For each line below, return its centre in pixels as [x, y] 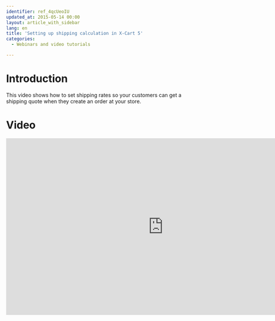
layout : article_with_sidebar [43, 22]
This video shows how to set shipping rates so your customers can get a [94, 95]
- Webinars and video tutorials [51, 45]
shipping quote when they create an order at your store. [74, 101]
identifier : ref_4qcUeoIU [38, 11]
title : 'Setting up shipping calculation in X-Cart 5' [75, 34]
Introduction [37, 79]
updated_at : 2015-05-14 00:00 [43, 17]
